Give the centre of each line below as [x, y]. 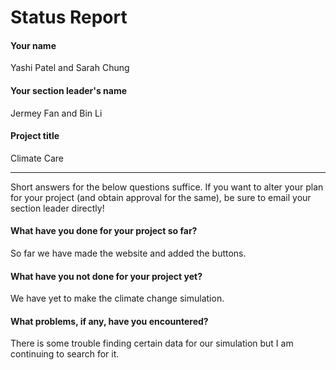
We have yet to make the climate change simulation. [117, 298]
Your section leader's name [68, 90]
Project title [35, 136]
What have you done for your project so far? [104, 231]
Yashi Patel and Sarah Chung [70, 68]
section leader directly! [57, 208]
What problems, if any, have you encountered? [109, 321]
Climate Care [37, 158]
